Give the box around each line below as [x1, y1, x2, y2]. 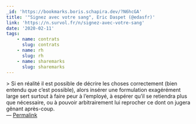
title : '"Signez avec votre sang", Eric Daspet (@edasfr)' [6, 14, 156, 20]
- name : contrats [17, 36, 60, 42]
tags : [6, 31, 20, 37]
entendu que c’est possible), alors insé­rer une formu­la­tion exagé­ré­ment [6, 87, 181, 94]
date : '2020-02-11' [6, 25, 55, 31]
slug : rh [21, 53, 44, 59]
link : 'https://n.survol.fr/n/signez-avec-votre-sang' [6, 20, 145, 26]
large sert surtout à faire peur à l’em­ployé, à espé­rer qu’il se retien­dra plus [6, 93, 188, 100]
